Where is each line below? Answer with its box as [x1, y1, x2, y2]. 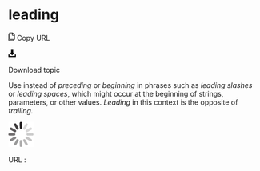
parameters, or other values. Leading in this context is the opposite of [8, 97, 238, 107]
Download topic [8, 65, 61, 74]
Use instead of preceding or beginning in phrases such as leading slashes [8, 80, 253, 89]
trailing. [8, 105, 34, 115]
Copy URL [16, 33, 50, 42]
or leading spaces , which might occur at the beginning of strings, [8, 89, 224, 98]
